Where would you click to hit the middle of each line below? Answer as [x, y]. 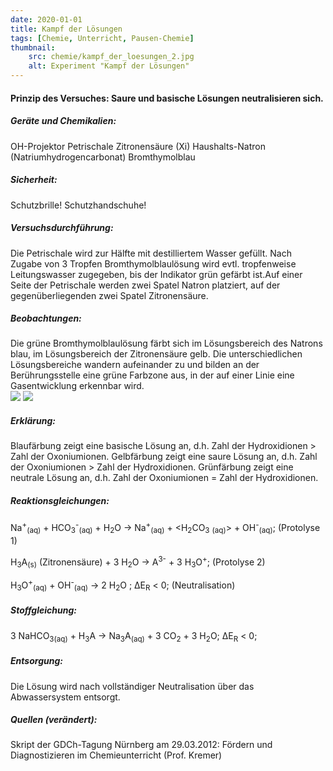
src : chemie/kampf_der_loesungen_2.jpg [111, 57]
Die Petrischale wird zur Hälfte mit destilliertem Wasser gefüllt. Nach [151, 253]
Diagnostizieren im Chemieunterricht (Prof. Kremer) [116, 755]
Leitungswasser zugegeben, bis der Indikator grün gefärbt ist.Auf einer [156, 274]
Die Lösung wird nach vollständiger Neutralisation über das [132, 686]
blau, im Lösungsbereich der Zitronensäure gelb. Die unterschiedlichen [156, 354]
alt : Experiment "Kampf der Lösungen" [109, 66]
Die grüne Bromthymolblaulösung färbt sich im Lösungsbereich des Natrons [166, 343]
